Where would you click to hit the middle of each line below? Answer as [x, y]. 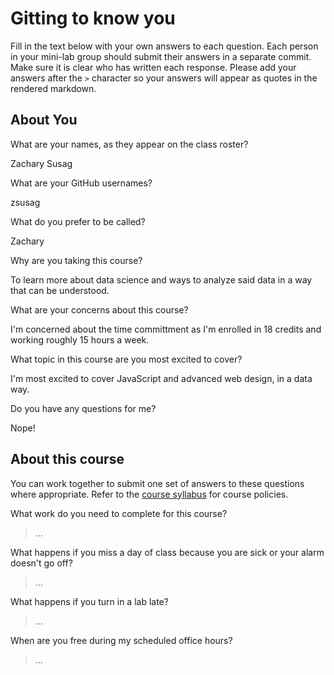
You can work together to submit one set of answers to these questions [157, 483]
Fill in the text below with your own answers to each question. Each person [164, 46]
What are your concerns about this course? [99, 309]
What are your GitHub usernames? [81, 183]
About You [44, 120]
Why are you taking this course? [76, 260]
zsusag [25, 202]
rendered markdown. [53, 88]
